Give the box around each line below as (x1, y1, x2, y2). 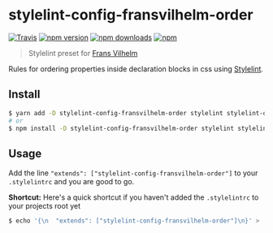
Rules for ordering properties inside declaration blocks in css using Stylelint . (8, 63, 264, 74)
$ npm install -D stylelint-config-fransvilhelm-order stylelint (8, 124, 234, 132)
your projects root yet (8, 201, 81, 211)
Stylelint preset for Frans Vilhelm (28, 48, 138, 58)
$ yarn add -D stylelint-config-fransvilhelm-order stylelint (8, 109, 223, 117)
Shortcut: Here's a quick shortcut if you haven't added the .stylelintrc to (8, 192, 259, 202)
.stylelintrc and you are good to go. (8, 177, 135, 187)
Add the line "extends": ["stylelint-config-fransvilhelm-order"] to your (8, 168, 258, 178)
